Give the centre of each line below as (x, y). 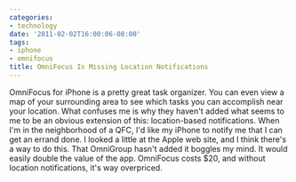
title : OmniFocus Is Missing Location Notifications (109, 67)
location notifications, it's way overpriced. (86, 167)
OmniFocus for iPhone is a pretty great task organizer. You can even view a (147, 92)
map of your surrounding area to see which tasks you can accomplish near (146, 101)
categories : (31, 17)
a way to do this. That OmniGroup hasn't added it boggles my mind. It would (148, 148)
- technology (33, 26)
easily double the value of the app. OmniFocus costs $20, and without (137, 158)
